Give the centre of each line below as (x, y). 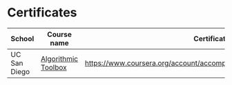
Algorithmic (59, 58)
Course (60, 34)
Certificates (42, 13)
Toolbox (54, 67)
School (22, 38)
